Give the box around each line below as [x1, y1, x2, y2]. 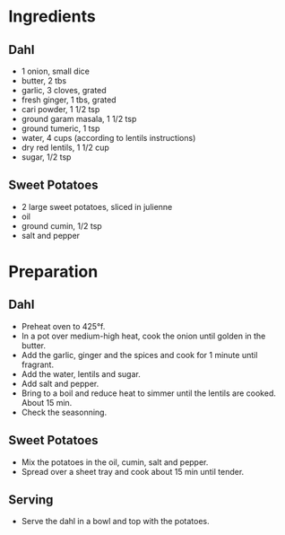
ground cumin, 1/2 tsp [21, 220, 102, 231]
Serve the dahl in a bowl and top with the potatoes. [21, 516, 210, 527]
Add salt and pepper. [21, 378, 99, 389]
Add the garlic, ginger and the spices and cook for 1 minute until [21, 349, 258, 360]
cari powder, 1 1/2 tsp [21, 104, 100, 114]
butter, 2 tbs [21, 75, 67, 86]
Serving [8, 492, 54, 508]
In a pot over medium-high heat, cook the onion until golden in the [21, 330, 266, 341]
